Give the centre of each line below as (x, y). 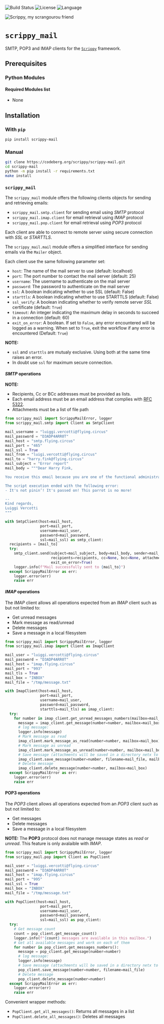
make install (18, 176)
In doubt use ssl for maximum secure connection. (62, 363)
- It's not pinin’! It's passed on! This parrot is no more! (69, 490)
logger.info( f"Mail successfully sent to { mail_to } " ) (70, 567)
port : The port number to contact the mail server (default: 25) (74, 276)
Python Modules (25, 78)
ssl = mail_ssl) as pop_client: (71, 920)
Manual (14, 152)
